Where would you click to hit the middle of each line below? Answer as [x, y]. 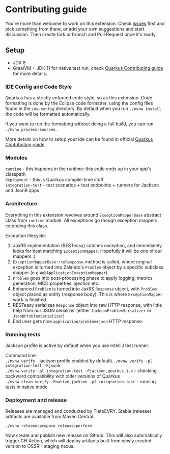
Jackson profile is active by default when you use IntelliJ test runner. [77, 345]
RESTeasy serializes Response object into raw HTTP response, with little [87, 305]
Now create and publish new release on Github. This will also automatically [84, 435]
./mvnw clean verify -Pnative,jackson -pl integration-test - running [81, 381]
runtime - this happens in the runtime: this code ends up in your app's [78, 169]
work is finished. [30, 300]
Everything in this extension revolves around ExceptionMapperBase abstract [83, 215]
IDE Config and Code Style [39, 87]
